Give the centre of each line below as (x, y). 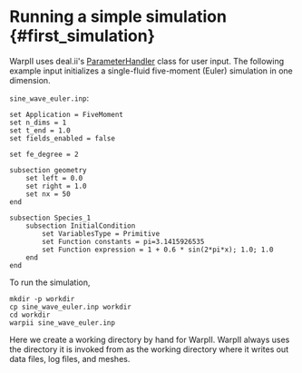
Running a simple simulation (118, 17)
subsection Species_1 (50, 218)
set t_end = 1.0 (40, 130)
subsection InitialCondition (81, 226)
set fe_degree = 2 (44, 154)
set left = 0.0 (54, 178)
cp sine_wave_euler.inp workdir (70, 307)
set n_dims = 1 (38, 123)
